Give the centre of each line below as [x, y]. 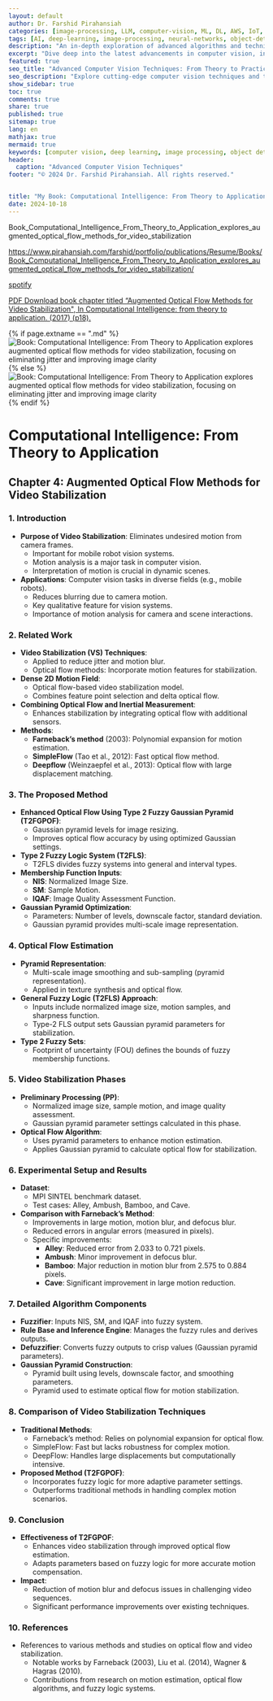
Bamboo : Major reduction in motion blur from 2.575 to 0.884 [145, 1266]
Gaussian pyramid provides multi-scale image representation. [135, 924]
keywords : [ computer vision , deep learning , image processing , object [130, 152]
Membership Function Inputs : [71, 873]
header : [22, 159]
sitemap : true [32, 122]
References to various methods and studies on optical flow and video [136, 1645]
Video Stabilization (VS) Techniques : [84, 652]
